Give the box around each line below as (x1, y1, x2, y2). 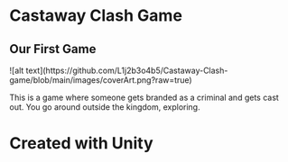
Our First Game (9, 41, 97, 57)
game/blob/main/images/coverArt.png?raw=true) (9, 75, 192, 85)
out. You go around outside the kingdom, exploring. (9, 102, 200, 112)
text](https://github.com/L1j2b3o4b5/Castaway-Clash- (25, 65, 228, 76)
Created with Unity (9, 133, 153, 154)
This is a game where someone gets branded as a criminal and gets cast (9, 92, 280, 103)
